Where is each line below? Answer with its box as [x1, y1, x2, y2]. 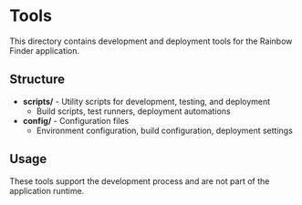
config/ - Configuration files [22, 115, 130, 126]
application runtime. [9, 185, 85, 196]
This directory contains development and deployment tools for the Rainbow [9, 36, 293, 46]
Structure [9, 72, 66, 87]
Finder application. [9, 45, 80, 56]
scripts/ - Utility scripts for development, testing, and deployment [22, 96, 271, 107]
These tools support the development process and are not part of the [9, 175, 270, 187]
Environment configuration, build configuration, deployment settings [36, 125, 294, 136]
